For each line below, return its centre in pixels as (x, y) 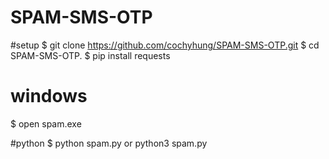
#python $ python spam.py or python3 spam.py (109, 143)
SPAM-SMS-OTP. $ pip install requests (90, 55)
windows (49, 96)
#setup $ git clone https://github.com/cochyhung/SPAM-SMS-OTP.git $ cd (165, 45)
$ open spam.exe (46, 123)
